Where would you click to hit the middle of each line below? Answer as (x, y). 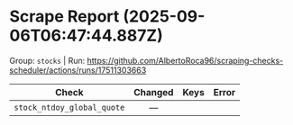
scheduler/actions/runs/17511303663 (78, 70)
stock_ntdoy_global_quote (69, 107)
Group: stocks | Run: (47, 60)
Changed (154, 92)
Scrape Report (64, 17)
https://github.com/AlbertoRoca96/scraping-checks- (185, 60)
